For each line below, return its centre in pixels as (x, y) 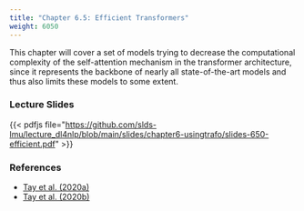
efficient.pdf (33, 144)
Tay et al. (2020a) (56, 187)
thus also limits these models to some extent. (94, 81)
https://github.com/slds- (111, 125)
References (35, 167)
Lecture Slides (42, 105)
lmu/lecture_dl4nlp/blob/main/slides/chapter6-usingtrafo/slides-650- (139, 134)
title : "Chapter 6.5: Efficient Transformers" (99, 18)
